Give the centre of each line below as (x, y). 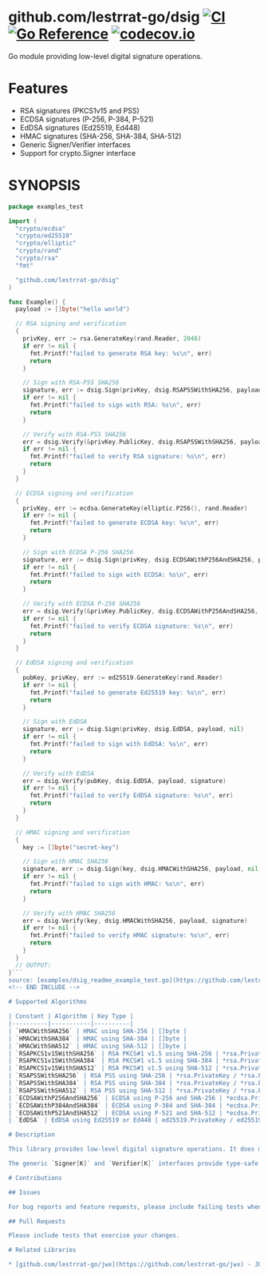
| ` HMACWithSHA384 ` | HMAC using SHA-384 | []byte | (98, 1039)
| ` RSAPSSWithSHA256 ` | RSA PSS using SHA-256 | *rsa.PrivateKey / (123, 1076)
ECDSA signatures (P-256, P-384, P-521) (87, 119)
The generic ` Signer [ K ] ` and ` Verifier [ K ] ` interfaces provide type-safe (134, 1164)
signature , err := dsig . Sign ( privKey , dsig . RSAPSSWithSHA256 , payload (142, 390)
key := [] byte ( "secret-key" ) (71, 847)
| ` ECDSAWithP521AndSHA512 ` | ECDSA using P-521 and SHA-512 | (116, 1113)
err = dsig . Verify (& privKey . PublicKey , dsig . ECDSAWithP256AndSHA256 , (141, 611)
